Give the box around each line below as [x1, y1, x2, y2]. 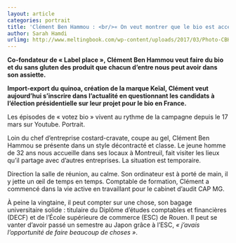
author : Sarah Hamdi [7, 29, 68, 37]
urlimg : [7, 37, 30, 44]
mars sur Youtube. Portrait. [7, 120, 86, 129]
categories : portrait [7, 17, 71, 24]
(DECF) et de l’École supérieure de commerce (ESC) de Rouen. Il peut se [7, 214, 218, 222]
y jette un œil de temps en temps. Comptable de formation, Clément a [7, 177, 209, 186]
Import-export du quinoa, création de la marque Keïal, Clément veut [7, 84, 209, 93]
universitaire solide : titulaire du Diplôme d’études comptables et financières [7, 206, 227, 214]
